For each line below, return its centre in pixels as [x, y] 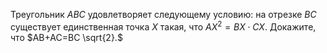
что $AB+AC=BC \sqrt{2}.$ [66, 37]
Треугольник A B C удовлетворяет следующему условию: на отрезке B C [163, 14]
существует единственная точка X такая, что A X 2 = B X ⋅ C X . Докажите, [163, 26]
